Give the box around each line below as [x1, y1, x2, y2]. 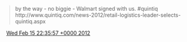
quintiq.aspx [14, 18, 46, 25]
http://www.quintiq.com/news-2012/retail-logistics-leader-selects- [14, 11, 181, 19]
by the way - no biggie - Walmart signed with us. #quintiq [14, 5, 158, 12]
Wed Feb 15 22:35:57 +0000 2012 [5, 29, 90, 37]
